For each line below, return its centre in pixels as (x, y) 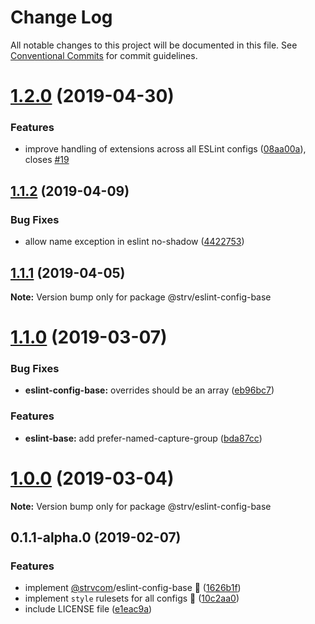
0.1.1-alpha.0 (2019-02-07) (96, 537)
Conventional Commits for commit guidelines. (104, 55)
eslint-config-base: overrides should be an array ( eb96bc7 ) (149, 390)
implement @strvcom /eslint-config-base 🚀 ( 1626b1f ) (133, 588)
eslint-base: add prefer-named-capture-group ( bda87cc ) (143, 438)
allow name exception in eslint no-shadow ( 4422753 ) (134, 242)
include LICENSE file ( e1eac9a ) (88, 609)
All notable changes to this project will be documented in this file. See (154, 45)
